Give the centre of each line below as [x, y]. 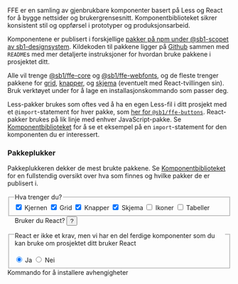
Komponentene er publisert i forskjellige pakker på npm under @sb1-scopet [118, 39]
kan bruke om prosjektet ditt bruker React [75, 243]
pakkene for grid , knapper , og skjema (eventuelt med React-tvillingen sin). [116, 83]
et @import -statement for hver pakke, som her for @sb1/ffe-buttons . [106, 112]
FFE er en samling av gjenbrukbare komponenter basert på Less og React [115, 10]
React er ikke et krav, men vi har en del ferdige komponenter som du [115, 235]
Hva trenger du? [38, 197]
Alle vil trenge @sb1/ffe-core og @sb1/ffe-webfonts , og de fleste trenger [113, 75]
